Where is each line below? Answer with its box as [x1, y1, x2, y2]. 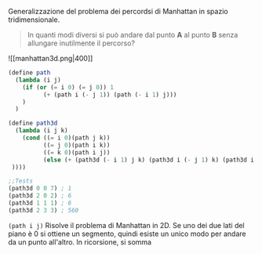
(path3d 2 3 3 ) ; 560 [8, 206, 79, 214]
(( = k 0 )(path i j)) [42, 148, 111, 156]
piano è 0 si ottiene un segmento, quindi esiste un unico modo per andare [8, 229, 246, 238]
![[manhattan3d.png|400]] [8, 54, 93, 63]
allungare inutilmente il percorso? [27, 38, 136, 48]
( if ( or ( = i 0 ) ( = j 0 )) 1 [22, 83, 114, 91]
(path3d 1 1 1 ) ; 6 [8, 199, 72, 207]
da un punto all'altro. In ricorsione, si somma [8, 237, 151, 246]
